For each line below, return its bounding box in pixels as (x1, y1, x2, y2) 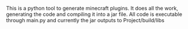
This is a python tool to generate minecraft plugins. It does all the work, (6, 5, 179, 11)
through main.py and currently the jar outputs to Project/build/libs (6, 17, 164, 23)
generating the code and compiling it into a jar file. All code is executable (6, 11, 183, 18)
